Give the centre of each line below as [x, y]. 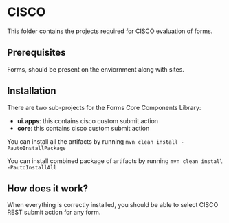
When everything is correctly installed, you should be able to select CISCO [113, 205]
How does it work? [48, 188]
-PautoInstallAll [32, 167]
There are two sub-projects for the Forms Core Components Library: [104, 107]
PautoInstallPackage [37, 148]
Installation [32, 91]
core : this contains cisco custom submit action [83, 128]
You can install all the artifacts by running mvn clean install [93, 141]
